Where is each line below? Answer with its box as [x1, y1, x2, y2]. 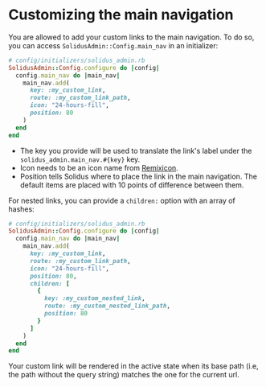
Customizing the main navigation [8, 6, 234, 24]
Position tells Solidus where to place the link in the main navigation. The [19, 171, 257, 181]
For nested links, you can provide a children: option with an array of [8, 196, 235, 205]
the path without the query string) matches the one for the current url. [8, 370, 239, 380]
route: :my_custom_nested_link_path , [43, 302, 171, 311]
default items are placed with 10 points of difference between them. [19, 179, 244, 190]
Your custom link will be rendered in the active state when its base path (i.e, [8, 361, 259, 371]
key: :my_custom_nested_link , [43, 294, 146, 303]
